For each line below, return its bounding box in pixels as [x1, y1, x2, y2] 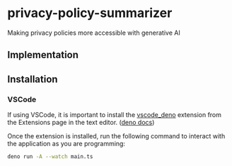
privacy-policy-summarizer [7, 5, 173, 21]
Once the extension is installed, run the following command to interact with [7, 132, 226, 140]
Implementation [7, 49, 79, 61]
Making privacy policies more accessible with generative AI [7, 28, 180, 37]
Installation [7, 73, 58, 85]
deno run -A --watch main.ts [7, 153, 93, 160]
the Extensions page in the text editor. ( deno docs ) [7, 118, 155, 127]
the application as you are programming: [7, 140, 126, 148]
